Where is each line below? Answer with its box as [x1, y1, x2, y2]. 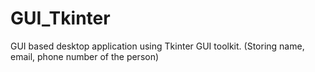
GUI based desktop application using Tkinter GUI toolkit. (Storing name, [10, 40, 305, 52]
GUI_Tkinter [10, 7, 111, 30]
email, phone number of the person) [10, 50, 160, 62]
